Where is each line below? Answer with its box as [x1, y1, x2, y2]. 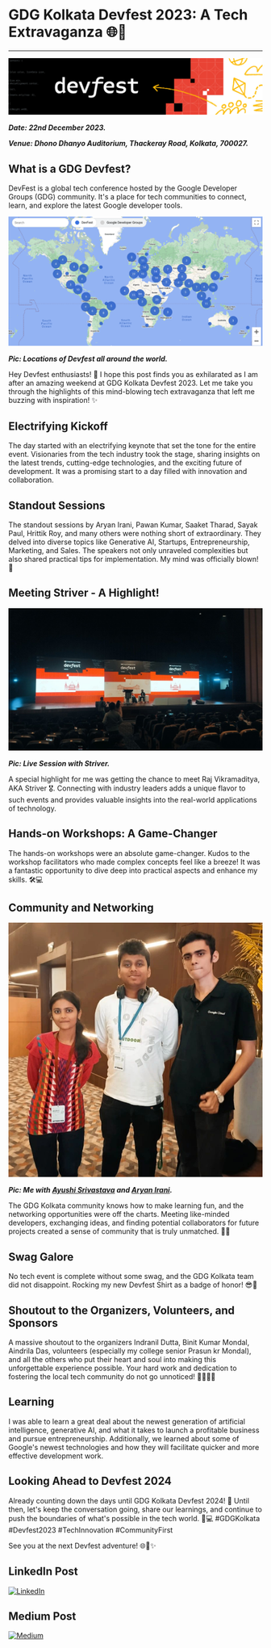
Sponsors [8, 1316, 58, 1330]
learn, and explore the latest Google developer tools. [8, 200, 183, 210]
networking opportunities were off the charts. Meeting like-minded [8, 1210, 230, 1219]
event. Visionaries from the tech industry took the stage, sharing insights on [8, 450, 261, 459]
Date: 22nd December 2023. [8, 123, 106, 132]
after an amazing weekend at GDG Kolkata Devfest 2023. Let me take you [8, 378, 253, 388]
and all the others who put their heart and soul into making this [8, 1355, 216, 1365]
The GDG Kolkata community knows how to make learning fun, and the [8, 1201, 244, 1210]
